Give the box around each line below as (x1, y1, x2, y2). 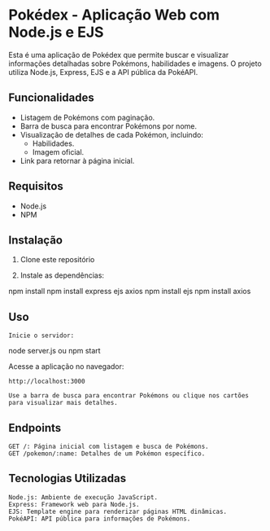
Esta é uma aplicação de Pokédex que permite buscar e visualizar (8, 50, 229, 59)
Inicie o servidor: (8, 331, 75, 340)
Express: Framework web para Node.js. (8, 500, 140, 508)
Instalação (8, 233, 63, 247)
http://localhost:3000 (8, 377, 85, 386)
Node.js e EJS (8, 23, 104, 42)
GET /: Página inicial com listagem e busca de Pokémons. (8, 442, 209, 450)
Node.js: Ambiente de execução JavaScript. (8, 493, 159, 502)
